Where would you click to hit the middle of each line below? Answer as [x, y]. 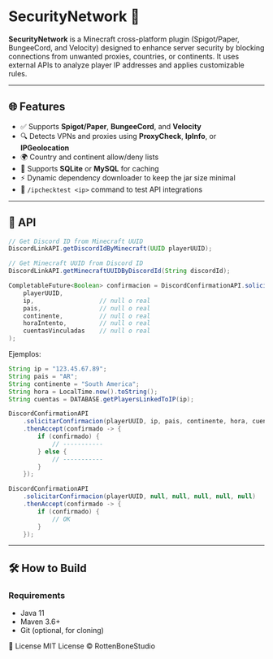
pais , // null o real [87, 308]
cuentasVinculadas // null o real [87, 331]
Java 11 [32, 613]
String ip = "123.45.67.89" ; [58, 369]
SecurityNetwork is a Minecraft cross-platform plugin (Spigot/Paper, [124, 39]
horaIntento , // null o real [87, 323]
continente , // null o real [87, 316]
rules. [18, 73]
